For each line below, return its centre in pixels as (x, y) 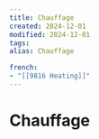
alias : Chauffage (42, 51)
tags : (19, 43)
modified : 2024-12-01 (50, 34)
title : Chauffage (42, 18)
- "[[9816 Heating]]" (50, 76)
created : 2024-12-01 (48, 26)
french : (24, 68)
